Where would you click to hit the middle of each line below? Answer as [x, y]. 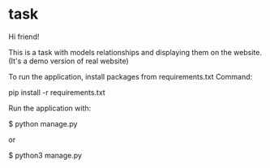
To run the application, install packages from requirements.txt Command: [131, 76]
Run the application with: [50, 108]
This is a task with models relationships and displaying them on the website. [135, 52]
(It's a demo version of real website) [69, 61]
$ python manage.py [43, 123]
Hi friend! [24, 37]
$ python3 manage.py [45, 155]
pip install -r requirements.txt [57, 92]
